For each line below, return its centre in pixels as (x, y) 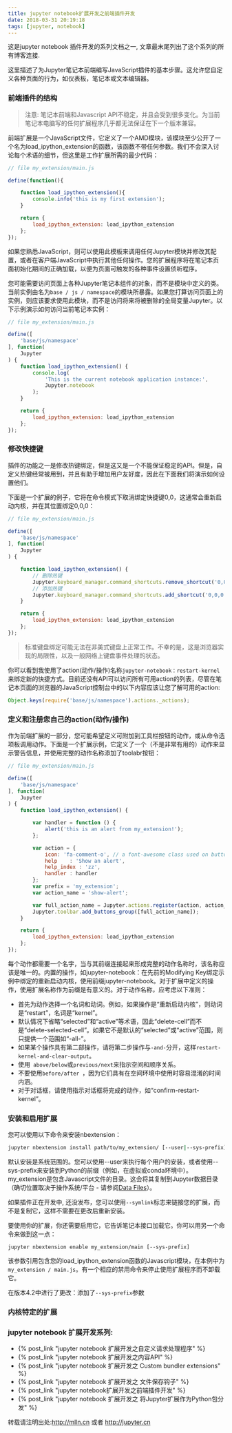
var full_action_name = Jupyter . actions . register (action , (117, 905)
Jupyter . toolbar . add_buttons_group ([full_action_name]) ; (116, 912)
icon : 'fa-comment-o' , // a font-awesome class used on (126, 855)
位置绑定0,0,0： (72, 505)
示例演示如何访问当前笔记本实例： (62, 309)
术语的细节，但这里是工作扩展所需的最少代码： (92, 155)
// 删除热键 (48, 576)
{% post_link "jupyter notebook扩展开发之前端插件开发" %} (102, 1390)
